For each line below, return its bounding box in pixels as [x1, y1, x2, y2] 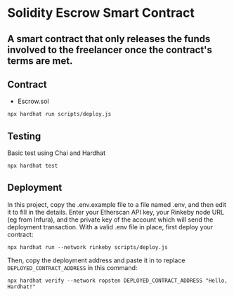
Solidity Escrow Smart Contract [7, 5, 195, 21]
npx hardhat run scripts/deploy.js [7, 111, 112, 118]
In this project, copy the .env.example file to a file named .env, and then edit [7, 200, 227, 208]
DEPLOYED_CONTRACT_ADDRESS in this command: [7, 263, 138, 271]
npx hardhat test [7, 163, 58, 170]
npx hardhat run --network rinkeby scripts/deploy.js [7, 243, 169, 250]
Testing [7, 130, 41, 142]
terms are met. [7, 55, 73, 67]
